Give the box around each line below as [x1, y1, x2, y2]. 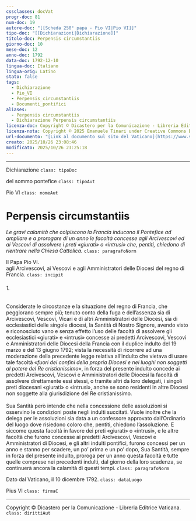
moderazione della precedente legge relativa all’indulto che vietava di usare [6, 352, 188, 359]
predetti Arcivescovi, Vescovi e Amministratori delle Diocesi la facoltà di [6, 371, 179, 378]
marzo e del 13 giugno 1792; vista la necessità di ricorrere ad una [6, 346, 162, 353]
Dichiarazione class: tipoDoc [6, 166, 78, 173]
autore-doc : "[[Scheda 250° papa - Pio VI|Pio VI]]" [6, 25, 137, 31]
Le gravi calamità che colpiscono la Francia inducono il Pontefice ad [6, 229, 171, 236]
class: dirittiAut [6, 510, 51, 516]
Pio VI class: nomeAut [6, 188, 58, 196]
